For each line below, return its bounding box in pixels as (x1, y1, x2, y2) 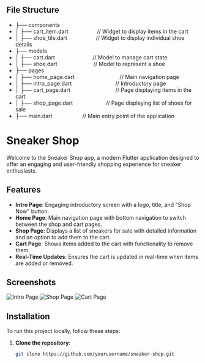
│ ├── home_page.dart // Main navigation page (15, 73, 179, 80)
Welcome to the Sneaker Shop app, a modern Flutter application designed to (6, 154, 199, 161)
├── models (15, 47, 47, 54)
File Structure (6, 5, 59, 15)
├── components (15, 21, 60, 28)
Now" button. (15, 208, 49, 215)
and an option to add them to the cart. (15, 233, 111, 241)
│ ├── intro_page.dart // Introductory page (15, 80, 166, 87)
